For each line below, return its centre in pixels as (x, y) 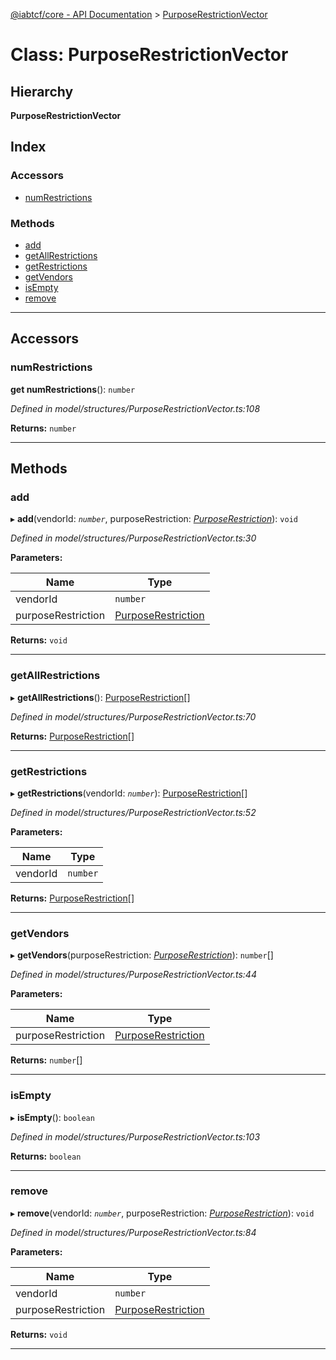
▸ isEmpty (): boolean (52, 1117)
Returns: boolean (46, 1156)
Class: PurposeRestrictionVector (149, 55)
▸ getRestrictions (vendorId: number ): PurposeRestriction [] (129, 793)
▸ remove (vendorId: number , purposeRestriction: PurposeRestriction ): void (162, 1213)
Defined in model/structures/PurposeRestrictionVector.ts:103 (135, 1136)
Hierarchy (42, 91)
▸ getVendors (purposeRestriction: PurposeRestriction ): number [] (142, 955)
